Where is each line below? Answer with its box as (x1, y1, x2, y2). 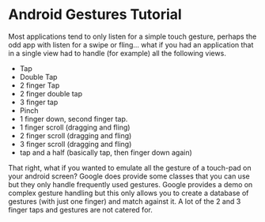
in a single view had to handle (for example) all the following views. (8, 48, 227, 58)
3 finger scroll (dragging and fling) (19, 139, 132, 149)
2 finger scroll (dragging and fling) (19, 130, 132, 140)
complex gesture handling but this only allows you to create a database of (8, 188, 249, 198)
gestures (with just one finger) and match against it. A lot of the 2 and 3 (8, 196, 241, 206)
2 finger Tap (19, 81, 60, 90)
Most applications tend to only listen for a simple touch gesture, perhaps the (8, 32, 257, 41)
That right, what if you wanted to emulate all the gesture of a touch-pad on (8, 163, 252, 172)
